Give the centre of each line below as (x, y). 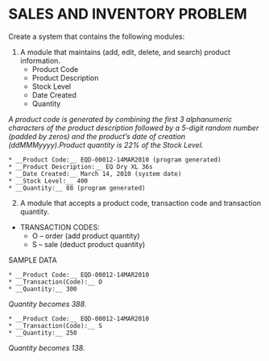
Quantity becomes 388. (48, 304)
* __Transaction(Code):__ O (56, 282)
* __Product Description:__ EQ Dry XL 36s (81, 166)
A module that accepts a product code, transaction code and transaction (141, 203)
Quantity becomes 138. (47, 347)
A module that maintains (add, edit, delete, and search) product (125, 52)
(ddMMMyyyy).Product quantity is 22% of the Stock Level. (106, 145)
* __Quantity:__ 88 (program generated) (77, 188)
